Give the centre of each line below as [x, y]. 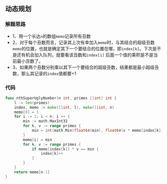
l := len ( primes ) [32, 103]
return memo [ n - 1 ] [32, 172]
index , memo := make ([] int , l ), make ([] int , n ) [64, 107]
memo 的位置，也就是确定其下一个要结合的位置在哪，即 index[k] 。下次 [82, 48]
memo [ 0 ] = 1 [26, 112]
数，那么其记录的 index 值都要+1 [44, 73]
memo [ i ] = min [38, 140]
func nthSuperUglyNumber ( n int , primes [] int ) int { [61, 98]
